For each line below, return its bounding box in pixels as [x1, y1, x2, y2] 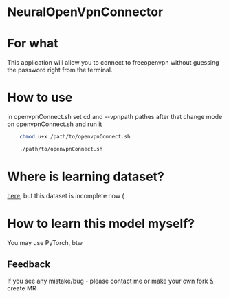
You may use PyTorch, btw [7, 238, 83, 246]
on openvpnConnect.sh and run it [7, 120, 102, 128]
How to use [7, 90, 73, 105]
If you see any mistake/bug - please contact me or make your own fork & [7, 277, 214, 285]
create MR [7, 284, 36, 292]
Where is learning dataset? [7, 169, 165, 184]
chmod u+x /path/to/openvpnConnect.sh [19, 134, 131, 140]
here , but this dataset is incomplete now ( [7, 191, 125, 200]
